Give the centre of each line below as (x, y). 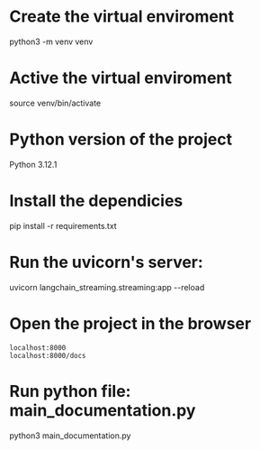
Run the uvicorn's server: (107, 262)
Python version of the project (121, 139)
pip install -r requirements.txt (63, 225)
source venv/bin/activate (55, 103)
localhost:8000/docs (48, 355)
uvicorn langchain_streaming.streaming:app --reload (107, 287)
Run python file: (70, 391)
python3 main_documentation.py (70, 436)
